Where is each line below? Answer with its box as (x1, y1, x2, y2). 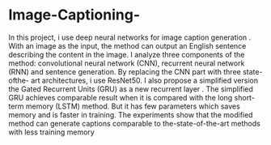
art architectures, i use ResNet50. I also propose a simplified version (31, 75, 259, 85)
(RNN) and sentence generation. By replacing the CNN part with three (8, 66, 241, 76)
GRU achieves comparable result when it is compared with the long (8, 92, 233, 102)
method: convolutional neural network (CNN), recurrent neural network (8, 58, 245, 68)
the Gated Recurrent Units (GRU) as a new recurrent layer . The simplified (8, 83, 253, 94)
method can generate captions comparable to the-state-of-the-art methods (8, 118, 260, 128)
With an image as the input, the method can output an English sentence (8, 41, 247, 50)
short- (234, 92, 255, 102)
